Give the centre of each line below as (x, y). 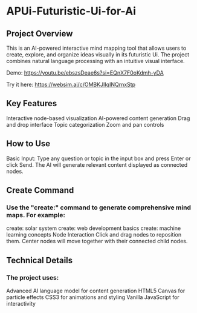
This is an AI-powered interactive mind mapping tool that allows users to (96, 48)
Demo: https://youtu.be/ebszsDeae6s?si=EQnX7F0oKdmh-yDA (85, 73)
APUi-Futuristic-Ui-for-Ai (71, 11)
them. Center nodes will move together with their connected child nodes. (97, 241)
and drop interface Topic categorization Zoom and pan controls (85, 124)
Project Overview (40, 34)
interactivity (21, 304)
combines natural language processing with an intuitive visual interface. (96, 61)
